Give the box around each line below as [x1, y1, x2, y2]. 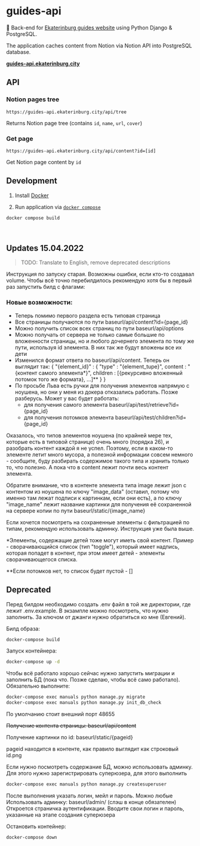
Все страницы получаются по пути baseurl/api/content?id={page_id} [14, 318, 188, 325]
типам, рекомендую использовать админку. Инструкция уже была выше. [6, 525, 195, 532]
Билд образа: [6, 625, 40, 632]
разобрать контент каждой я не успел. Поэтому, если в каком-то [6, 445, 173, 452]
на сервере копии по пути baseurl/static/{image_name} [6, 507, 146, 514]
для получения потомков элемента [23, 413, 115, 421]
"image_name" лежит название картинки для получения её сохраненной [6, 500, 192, 507]
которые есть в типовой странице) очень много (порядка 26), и [6, 438, 169, 445]
